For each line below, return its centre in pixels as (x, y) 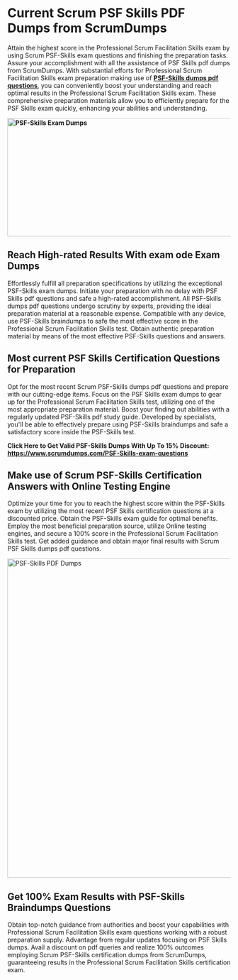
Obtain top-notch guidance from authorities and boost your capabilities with (118, 925)
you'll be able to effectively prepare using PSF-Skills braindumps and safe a (118, 424)
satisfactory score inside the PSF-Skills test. (72, 431)
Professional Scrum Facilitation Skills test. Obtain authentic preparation (111, 329)
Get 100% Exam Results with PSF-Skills (96, 897)
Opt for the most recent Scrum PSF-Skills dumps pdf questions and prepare (118, 386)
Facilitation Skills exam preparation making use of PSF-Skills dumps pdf (113, 78)
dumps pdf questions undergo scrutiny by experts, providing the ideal (109, 306)
